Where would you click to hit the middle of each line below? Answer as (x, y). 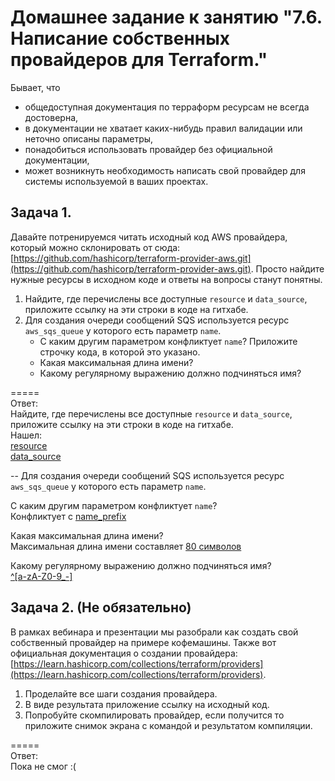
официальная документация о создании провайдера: (124, 653)
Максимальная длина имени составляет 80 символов (126, 546)
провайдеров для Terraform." (139, 60)
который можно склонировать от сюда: (95, 247)
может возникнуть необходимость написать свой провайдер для (165, 170)
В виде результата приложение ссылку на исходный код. (147, 704)
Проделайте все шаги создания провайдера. (121, 693)
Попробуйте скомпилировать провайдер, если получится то (154, 715)
